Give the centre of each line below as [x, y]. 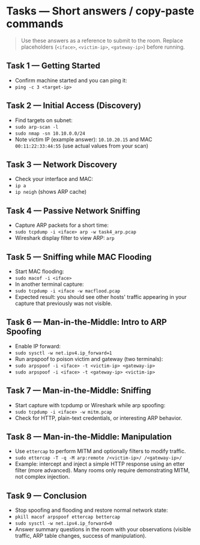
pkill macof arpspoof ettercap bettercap [67, 517]
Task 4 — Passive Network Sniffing [73, 211]
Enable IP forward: [38, 346]
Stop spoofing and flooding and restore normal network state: [91, 510]
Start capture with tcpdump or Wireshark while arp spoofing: [90, 405]
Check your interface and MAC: [54, 179]
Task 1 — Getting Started [53, 66]
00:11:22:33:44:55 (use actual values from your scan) [82, 146]
